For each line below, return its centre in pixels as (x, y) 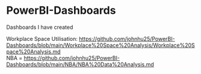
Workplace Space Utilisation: (42, 39)
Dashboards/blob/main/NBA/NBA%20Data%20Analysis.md (80, 64)
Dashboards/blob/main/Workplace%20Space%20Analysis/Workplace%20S (101, 45)
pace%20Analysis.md (34, 51)
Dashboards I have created (40, 27)
